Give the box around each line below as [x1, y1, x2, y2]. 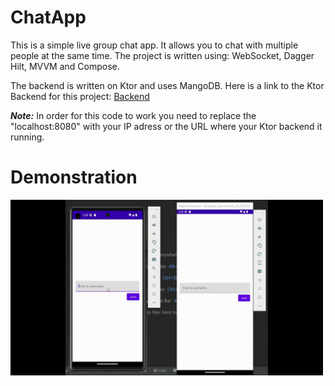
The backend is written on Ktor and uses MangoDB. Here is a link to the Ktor [10, 79, 325, 91]
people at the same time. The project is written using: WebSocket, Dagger [10, 49, 315, 61]
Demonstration [10, 166, 138, 189]
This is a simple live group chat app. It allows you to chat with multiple [10, 39, 299, 51]
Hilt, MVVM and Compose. [10, 60, 120, 72]
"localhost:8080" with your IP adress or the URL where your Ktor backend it [10, 120, 323, 132]
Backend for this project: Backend [10, 90, 150, 102]
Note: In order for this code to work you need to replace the [10, 109, 257, 121]
